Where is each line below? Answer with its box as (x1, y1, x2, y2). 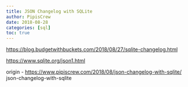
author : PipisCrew (6, 14, 51, 20)
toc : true (6, 30, 30, 36)
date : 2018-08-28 (6, 19, 48, 25)
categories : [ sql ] (6, 24, 51, 31)
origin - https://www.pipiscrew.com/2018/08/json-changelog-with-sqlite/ (6, 68, 182, 75)
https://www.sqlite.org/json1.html (6, 57, 86, 64)
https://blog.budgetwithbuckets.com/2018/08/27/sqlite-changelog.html (6, 46, 178, 53)
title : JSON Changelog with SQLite (6, 8, 93, 14)
